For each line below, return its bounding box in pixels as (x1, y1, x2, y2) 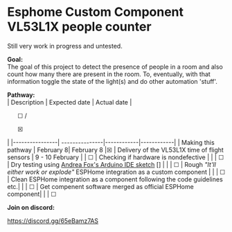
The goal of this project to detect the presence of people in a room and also (7, 62, 223, 71)
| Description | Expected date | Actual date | (7, 98, 132, 106)
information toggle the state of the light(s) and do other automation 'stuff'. (7, 77, 218, 85)
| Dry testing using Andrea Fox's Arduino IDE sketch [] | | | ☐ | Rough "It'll (7, 160, 216, 168)
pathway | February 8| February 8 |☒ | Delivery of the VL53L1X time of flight (7, 145, 224, 154)
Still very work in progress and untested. (7, 42, 123, 50)
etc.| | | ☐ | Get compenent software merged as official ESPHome (7, 182, 194, 190)
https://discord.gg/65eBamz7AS (7, 216, 99, 225)
